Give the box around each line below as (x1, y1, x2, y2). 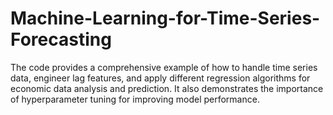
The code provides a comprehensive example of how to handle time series (10, 61, 318, 73)
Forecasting (10, 28, 112, 51)
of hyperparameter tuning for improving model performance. (10, 93, 260, 105)
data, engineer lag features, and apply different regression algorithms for (10, 72, 311, 84)
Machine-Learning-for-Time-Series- (10, 7, 321, 30)
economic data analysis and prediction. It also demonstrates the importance (10, 82, 324, 94)
